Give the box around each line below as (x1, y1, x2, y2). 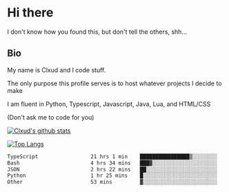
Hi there (7, 5, 54, 21)
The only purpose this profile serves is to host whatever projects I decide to (7, 79, 222, 87)
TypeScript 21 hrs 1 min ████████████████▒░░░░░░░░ (7, 153, 217, 160)
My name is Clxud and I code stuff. (7, 65, 106, 74)
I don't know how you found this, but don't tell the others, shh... (7, 28, 188, 36)
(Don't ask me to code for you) (7, 113, 94, 121)
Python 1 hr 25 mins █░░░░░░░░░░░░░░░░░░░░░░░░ (7, 172, 217, 180)
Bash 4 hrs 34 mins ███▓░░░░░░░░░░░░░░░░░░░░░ (7, 160, 217, 167)
